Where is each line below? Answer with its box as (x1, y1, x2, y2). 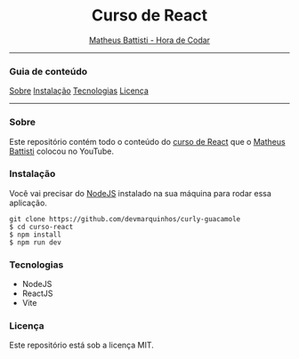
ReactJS (21, 288, 53, 299)
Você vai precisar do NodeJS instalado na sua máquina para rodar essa (9, 187, 271, 198)
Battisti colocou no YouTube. (9, 146, 114, 156)
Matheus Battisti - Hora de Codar (88, 35, 211, 45)
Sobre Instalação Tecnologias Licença (9, 85, 149, 96)
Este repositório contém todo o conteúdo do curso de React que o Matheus (9, 136, 287, 147)
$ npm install (9, 230, 62, 239)
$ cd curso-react (9, 222, 74, 231)
